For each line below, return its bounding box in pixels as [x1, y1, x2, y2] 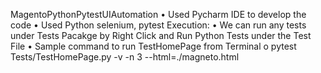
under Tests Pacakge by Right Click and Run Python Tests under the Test [10, 30, 312, 41]
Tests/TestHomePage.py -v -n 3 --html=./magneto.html [10, 51, 240, 63]
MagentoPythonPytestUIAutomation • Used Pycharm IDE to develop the [10, 9, 307, 20]
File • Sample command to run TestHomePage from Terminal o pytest [10, 40, 297, 52]
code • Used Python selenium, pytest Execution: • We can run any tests [10, 19, 307, 31]
